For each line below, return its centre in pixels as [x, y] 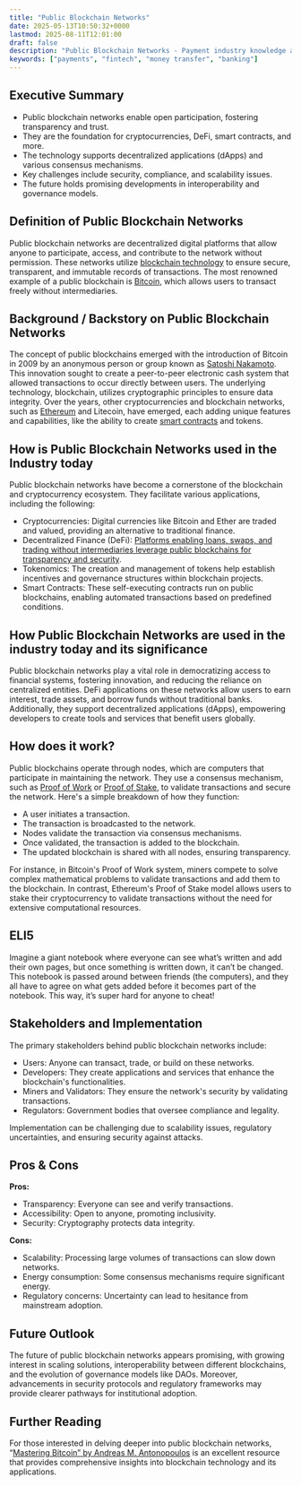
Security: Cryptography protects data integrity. [108, 1223]
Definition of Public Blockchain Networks [126, 222]
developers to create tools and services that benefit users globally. [133, 719]
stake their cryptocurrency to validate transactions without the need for [141, 898]
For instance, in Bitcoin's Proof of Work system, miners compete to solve [144, 869]
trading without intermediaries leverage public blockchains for [137, 550]
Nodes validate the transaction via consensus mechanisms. [132, 833]
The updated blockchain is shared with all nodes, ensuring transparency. [156, 851]
